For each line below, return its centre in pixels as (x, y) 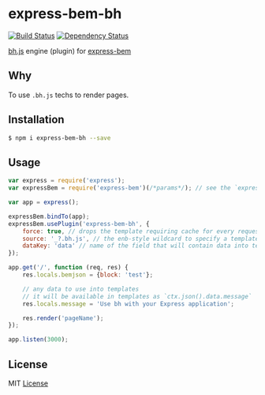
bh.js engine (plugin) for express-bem (70, 51)
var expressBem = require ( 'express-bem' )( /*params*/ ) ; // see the (119, 188)
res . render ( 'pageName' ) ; (63, 318)
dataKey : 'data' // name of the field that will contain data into (135, 246)
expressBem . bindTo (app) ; (49, 216)
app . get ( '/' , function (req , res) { (68, 268)
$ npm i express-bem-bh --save (60, 138)
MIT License (28, 383)
